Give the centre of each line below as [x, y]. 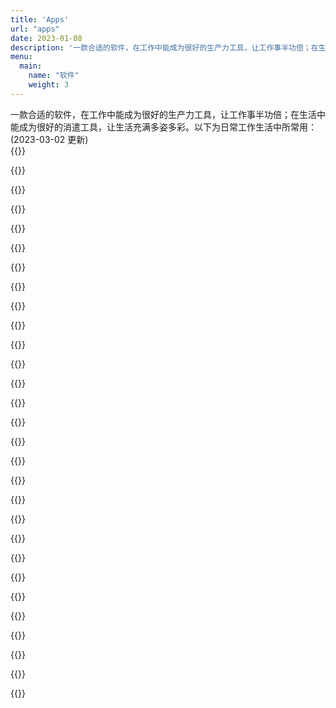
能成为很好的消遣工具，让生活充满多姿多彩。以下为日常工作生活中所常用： [163, 127]
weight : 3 [49, 85]
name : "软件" [54, 76]
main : [31, 66]
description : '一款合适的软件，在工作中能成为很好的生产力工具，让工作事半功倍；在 [164, 47]
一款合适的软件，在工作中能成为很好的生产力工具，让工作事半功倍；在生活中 [168, 114]
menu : [21, 57]
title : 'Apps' [40, 19]
